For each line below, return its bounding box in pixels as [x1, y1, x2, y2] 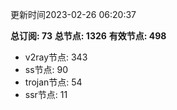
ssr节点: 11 [24, 89, 68, 100]
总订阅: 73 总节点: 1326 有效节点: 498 [10, 30, 167, 42]
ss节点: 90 [24, 64, 69, 75]
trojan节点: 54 [24, 76, 83, 88]
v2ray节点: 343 [24, 51, 88, 63]
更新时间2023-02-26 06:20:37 [10, 9, 137, 20]
